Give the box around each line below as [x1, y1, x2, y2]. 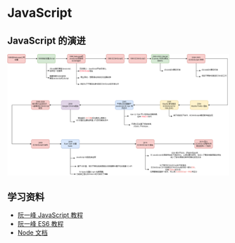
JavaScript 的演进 [7, 34, 87, 46]
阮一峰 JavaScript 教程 [17, 211, 83, 219]
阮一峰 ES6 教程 [17, 220, 64, 228]
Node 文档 [17, 228, 48, 237]
